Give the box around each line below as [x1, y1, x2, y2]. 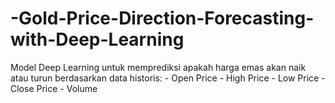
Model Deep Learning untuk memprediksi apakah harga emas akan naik [10, 61, 307, 73]
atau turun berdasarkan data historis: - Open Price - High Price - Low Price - [10, 72, 326, 84]
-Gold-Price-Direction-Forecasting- [10, 7, 315, 30]
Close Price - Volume [10, 82, 98, 94]
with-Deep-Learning [10, 28, 185, 51]
